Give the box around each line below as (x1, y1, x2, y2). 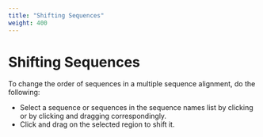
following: (8, 88, 40, 97)
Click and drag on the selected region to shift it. (19, 120, 175, 129)
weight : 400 (8, 19, 48, 27)
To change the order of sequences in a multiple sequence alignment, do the (8, 79, 256, 89)
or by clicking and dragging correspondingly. (19, 112, 167, 121)
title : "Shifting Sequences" (8, 11, 105, 20)
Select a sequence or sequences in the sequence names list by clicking (19, 103, 253, 112)
